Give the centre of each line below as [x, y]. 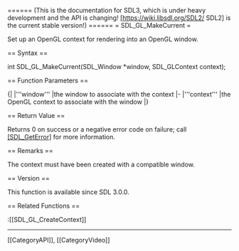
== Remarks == [30, 151]
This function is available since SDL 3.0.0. [68, 192]
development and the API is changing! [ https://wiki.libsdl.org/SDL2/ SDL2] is [119, 18]
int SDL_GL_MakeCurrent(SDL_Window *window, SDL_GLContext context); [117, 66]
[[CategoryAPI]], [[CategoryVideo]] [59, 240]
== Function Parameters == [48, 80]
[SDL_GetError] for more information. [62, 137]
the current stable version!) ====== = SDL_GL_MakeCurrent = [99, 25]
